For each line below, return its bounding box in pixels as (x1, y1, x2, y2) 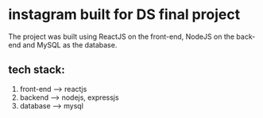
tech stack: (8, 63, 65, 77)
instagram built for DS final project (8, 6, 241, 24)
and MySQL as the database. (22, 40, 118, 49)
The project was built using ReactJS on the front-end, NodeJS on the (8, 32, 235, 41)
